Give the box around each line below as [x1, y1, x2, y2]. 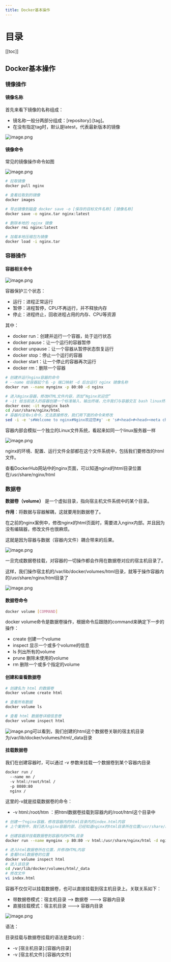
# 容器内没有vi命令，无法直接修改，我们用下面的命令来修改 [5, 413, 113, 418]
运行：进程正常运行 [12, 299, 53, 305]
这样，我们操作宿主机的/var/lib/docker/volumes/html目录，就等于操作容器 [5, 569, 160, 575]
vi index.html [5, 876, 36, 881]
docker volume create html [5, 690, 63, 696]
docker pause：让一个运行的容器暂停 [12, 339, 91, 345]
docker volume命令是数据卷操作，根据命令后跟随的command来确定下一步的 [5, 619, 164, 625]
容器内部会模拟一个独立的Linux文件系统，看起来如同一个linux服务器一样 [5, 427, 156, 434]
